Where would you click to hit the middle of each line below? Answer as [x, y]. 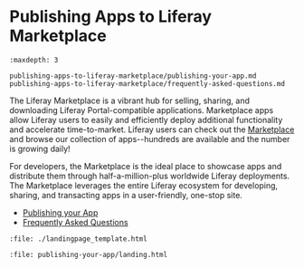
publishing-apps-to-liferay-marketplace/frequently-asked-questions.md [147, 83]
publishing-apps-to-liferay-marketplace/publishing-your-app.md [133, 76]
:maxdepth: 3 [34, 60]
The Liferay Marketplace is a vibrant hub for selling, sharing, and [130, 100]
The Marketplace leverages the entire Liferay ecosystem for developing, [144, 185]
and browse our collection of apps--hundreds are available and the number [150, 139]
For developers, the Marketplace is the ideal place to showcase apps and [146, 166]
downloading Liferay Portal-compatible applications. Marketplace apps [142, 110]
